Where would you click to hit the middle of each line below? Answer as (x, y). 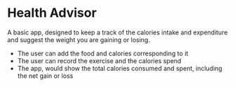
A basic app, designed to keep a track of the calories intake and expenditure (117, 32)
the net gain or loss (45, 76)
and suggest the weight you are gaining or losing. (79, 39)
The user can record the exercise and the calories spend (99, 60)
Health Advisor (52, 13)
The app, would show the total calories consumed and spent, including (120, 68)
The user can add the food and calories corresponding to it (103, 53)
